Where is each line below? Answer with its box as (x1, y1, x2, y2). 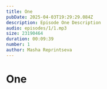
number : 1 (6, 42, 31, 48)
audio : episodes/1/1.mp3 (6, 25, 67, 31)
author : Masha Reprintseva (6, 47, 72, 53)
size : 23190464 (6, 31, 44, 37)
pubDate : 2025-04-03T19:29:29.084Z (6, 14, 93, 20)
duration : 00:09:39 (6, 36, 54, 42)
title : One (6, 8, 33, 15)
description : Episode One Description (6, 19, 101, 25)
